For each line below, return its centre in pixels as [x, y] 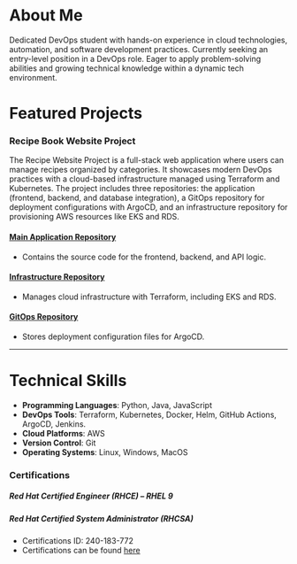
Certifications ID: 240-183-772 [78, 541]
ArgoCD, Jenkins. [54, 424]
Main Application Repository [63, 237]
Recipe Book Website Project [72, 141]
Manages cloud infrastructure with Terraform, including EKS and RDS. [149, 297]
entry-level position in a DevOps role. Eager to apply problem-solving [135, 58]
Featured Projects [76, 114]
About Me [46, 15]
